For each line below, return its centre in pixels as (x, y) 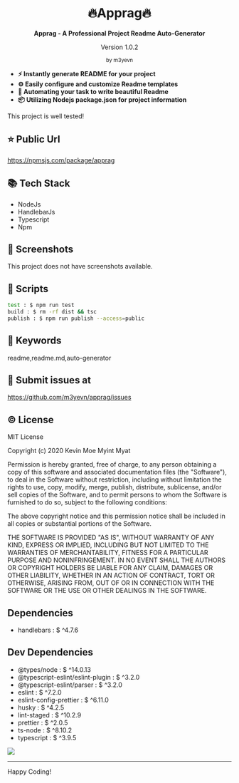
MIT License (26, 437)
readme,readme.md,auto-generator (59, 358)
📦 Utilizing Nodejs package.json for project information (102, 99)
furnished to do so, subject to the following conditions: (87, 502)
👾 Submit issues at (49, 380)
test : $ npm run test (41, 305)
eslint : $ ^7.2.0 (39, 692)
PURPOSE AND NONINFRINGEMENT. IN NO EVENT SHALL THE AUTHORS (117, 560)
